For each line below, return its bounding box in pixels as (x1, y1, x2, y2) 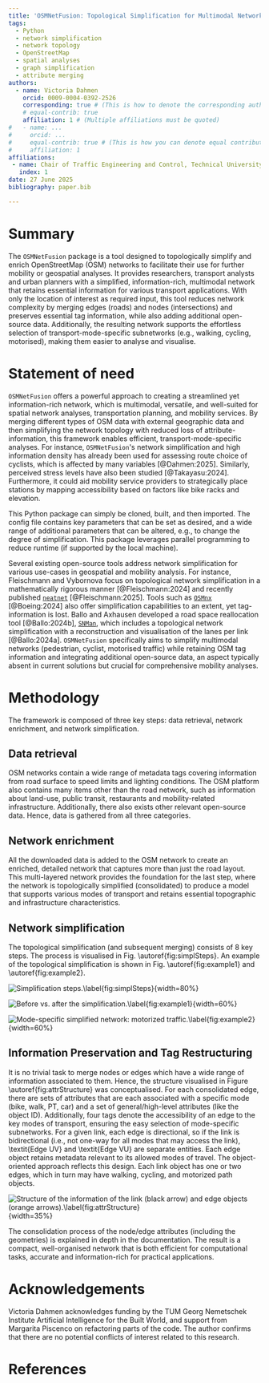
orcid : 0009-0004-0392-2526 (22, 94, 116, 102)
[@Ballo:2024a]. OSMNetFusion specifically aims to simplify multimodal (8, 635, 239, 645)
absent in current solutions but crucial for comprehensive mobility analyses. (8, 661, 259, 670)
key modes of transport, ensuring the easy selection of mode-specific (8, 1118, 239, 1128)
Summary (8, 224, 74, 243)
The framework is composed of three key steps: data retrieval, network (8, 715, 243, 725)
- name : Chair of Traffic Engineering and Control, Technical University (11, 161, 263, 169)
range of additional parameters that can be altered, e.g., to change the (8, 526, 240, 536)
